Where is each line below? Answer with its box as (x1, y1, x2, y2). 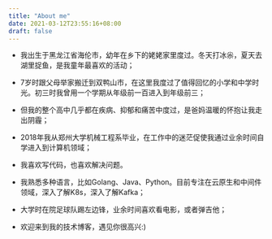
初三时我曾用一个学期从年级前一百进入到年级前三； (34, 88, 205, 98)
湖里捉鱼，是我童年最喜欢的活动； (19, 60, 135, 70)
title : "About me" (8, 11, 71, 20)
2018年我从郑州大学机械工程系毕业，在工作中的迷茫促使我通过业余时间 (19, 133, 257, 142)
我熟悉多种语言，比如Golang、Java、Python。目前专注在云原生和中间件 (19, 177, 262, 187)
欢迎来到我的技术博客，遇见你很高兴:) (19, 222, 146, 232)
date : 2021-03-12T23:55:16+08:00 (8, 20, 122, 28)
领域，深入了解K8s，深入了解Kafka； (19, 188, 146, 198)
